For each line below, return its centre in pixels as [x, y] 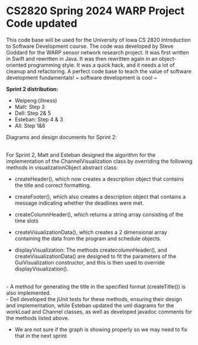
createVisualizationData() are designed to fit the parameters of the [95, 256]
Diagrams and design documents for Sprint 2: [61, 137]
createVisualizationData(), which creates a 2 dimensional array [91, 232]
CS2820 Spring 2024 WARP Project [95, 11]
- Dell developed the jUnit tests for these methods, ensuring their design [94, 299]
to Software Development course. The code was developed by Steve [90, 46]
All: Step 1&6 [30, 125]
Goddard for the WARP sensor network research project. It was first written [98, 52]
